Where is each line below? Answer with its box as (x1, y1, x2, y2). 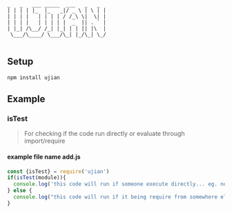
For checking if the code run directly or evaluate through (23, 130, 185, 138)
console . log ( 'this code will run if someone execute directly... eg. (13, 181, 217, 187)
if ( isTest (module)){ (7, 174, 67, 181)
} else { (7, 187, 32, 194)
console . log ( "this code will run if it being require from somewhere (13, 194, 217, 201)
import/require (23, 136, 66, 145)
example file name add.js (7, 152, 81, 161)
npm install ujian (7, 74, 60, 81)
